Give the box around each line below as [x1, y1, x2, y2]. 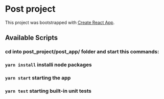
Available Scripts [5, 34, 58, 42]
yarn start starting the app [5, 75, 71, 81]
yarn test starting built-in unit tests [5, 88, 92, 95]
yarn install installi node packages [5, 61, 92, 68]
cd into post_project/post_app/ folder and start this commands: [5, 48, 159, 55]
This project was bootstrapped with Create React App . [5, 20, 115, 25]
